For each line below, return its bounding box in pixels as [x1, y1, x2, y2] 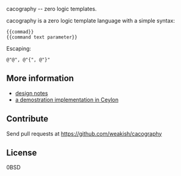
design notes [15, 89, 48, 97]
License [6, 148, 37, 158]
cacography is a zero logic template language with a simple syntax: [6, 17, 176, 24]
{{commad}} [6, 29, 34, 35]
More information [6, 73, 74, 84]
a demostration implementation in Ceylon [15, 96, 119, 103]
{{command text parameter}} [6, 34, 78, 40]
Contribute [6, 114, 49, 124]
